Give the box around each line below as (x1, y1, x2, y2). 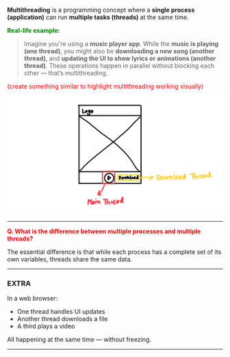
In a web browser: (7, 294, 58, 302)
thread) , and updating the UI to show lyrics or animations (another (23, 54, 216, 62)
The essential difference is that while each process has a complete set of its (7, 247, 222, 256)
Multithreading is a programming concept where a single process (7, 6, 195, 14)
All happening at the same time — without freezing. (7, 335, 152, 343)
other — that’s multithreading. (23, 69, 108, 77)
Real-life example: (7, 27, 60, 34)
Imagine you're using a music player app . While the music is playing (23, 40, 219, 47)
